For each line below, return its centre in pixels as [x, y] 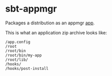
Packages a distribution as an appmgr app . [50, 23]
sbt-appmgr [31, 9]
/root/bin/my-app [24, 55]
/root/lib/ [17, 60]
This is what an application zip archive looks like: [56, 32]
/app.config [18, 42]
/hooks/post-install [27, 68]
